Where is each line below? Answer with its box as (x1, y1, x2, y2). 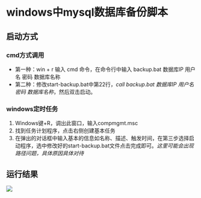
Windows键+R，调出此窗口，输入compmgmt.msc (14, 120, 138, 127)
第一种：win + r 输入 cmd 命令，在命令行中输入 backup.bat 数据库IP (14, 66, 184, 73)
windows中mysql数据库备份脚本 (6, 5, 169, 19)
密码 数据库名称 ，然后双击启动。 (14, 88, 96, 95)
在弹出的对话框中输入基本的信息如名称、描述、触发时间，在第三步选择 (14, 135, 190, 142)
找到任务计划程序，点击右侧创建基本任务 (14, 127, 116, 134)
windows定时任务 (6, 105, 58, 113)
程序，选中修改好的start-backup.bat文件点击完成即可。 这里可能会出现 (20, 142, 194, 149)
